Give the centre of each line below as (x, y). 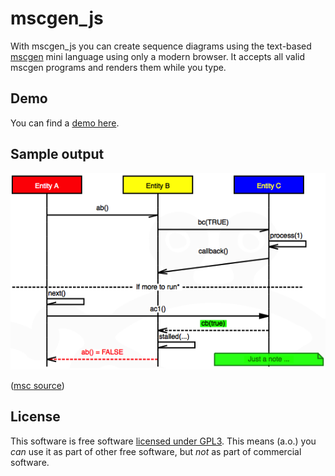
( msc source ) (37, 385)
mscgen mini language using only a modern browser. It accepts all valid (158, 56)
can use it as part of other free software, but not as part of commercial (156, 451)
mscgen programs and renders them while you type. (118, 67)
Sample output (57, 154)
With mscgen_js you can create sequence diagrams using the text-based (161, 46)
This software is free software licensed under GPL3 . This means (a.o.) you (163, 441)
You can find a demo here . (65, 123)
